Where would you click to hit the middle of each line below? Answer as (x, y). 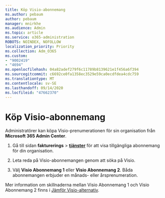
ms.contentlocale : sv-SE (31, 83)
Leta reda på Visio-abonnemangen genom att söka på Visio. (74, 160)
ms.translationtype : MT (30, 79)
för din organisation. (33, 151)
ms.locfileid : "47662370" (32, 93)
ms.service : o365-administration (40, 38)
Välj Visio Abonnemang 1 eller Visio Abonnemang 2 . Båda (73, 170)
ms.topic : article (24, 33)
